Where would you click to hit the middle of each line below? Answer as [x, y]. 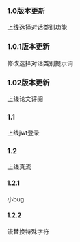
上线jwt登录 [23, 133]
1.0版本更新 [26, 10]
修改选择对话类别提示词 [40, 63]
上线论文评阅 [25, 98]
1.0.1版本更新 [28, 47]
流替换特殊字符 [28, 231]
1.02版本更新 [28, 82]
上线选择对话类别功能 [37, 27]
